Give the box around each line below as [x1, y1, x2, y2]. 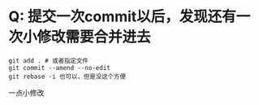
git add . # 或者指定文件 [8, 56, 89, 65]
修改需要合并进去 [37, 28, 152, 46]
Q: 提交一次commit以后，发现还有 [8, 7, 237, 26]
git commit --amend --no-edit [8, 63, 111, 72]
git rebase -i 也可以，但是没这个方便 [8, 72, 127, 81]
